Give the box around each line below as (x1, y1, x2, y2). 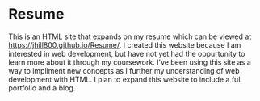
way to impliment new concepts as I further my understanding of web (8, 65, 240, 75)
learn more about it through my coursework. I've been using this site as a (8, 57, 252, 67)
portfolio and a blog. (8, 82, 76, 93)
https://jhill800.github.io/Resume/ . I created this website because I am (8, 40, 241, 49)
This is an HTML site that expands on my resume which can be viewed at (8, 32, 252, 41)
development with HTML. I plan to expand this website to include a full (8, 74, 242, 84)
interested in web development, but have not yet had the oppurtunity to (8, 48, 245, 58)
